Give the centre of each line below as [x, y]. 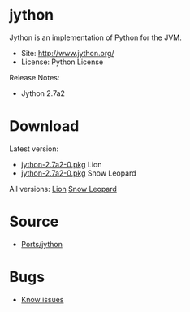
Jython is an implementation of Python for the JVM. [95, 37]
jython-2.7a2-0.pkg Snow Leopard [78, 173]
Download [44, 126]
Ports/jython [42, 244]
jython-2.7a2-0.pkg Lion [61, 164]
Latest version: [34, 149]
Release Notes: [35, 77]
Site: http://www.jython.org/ [67, 53]
